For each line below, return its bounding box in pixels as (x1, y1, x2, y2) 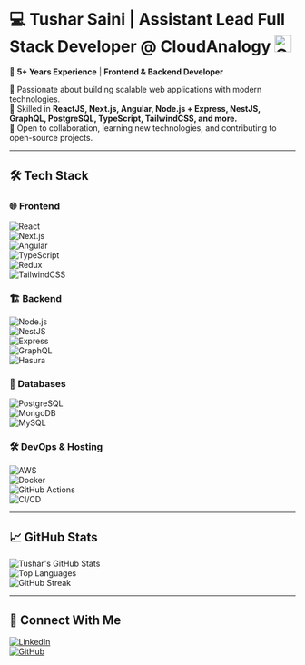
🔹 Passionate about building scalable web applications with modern (9, 84, 262, 94)
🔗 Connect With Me (9, 612, 122, 628)
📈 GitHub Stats (9, 530, 98, 545)
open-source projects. (9, 132, 93, 143)
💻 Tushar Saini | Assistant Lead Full (9, 9, 286, 30)
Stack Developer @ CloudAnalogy (9, 36, 271, 57)
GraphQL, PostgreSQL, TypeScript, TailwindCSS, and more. (9, 113, 238, 124)
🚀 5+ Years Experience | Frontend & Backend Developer (9, 66, 224, 77)
